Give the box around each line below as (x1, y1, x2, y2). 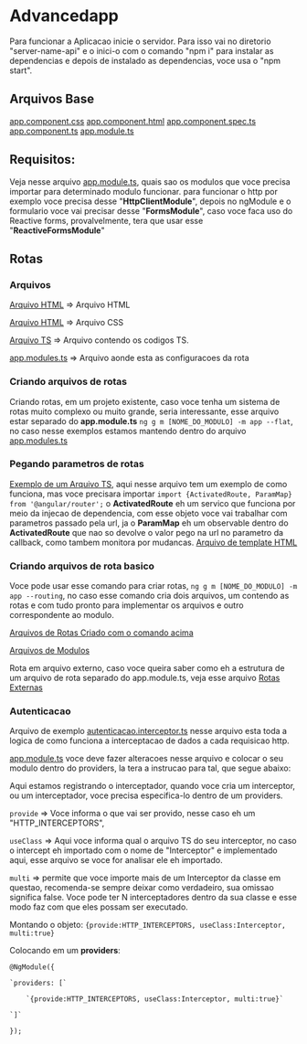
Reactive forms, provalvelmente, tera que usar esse (9, 215, 204, 226)
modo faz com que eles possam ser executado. (9, 901, 189, 912)
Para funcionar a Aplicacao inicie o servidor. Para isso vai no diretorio (9, 36, 271, 47)
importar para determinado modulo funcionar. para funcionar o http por (9, 186, 279, 197)
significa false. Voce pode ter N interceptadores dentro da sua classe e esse (9, 892, 297, 903)
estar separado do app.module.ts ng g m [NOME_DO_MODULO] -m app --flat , (9, 415, 294, 426)
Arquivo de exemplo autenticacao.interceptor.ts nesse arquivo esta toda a (9, 726, 288, 737)
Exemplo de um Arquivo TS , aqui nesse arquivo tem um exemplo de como (9, 478, 288, 489)
